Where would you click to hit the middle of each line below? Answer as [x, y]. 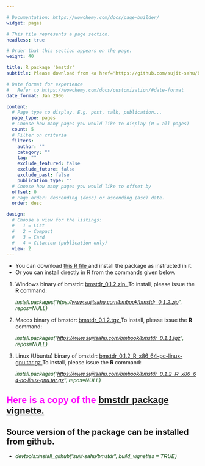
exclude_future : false [46, 169]
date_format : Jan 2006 [35, 95]
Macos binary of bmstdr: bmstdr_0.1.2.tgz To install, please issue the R [103, 320]
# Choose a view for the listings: [57, 220]
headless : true [26, 40]
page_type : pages [34, 118]
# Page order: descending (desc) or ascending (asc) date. [88, 198]
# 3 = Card [28, 237]
